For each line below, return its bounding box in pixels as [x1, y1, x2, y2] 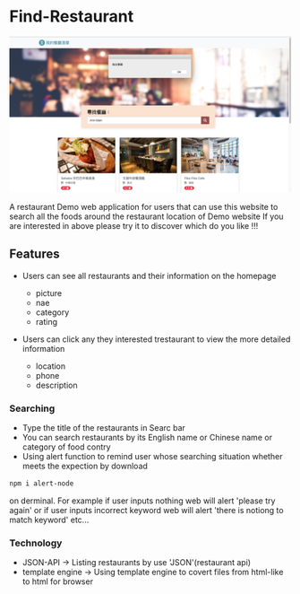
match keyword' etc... [9, 514, 90, 525]
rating [35, 316, 58, 327]
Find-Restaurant [9, 6, 134, 27]
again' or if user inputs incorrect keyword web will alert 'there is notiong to [9, 505, 284, 515]
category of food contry [21, 441, 111, 452]
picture [35, 287, 63, 298]
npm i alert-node [9, 479, 74, 488]
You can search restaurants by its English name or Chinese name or [21, 432, 273, 443]
